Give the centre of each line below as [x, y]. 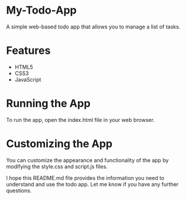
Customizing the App [59, 144]
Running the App [48, 104]
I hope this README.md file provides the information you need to [85, 178]
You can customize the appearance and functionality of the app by [87, 160]
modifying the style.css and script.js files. [57, 166]
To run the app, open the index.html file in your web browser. [81, 120]
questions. [19, 191]
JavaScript [28, 79]
